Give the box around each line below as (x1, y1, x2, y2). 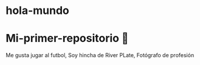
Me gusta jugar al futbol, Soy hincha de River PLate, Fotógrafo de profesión (5, 52, 195, 59)
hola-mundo (5, 4, 69, 18)
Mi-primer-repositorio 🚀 (5, 32, 129, 46)
